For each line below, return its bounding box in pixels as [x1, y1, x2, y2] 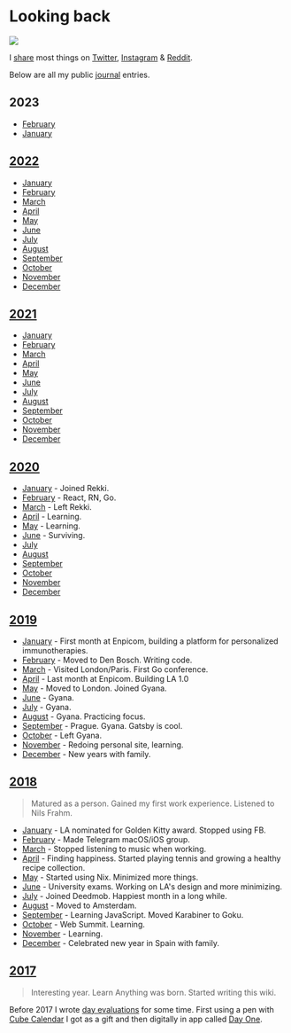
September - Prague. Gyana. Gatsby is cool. [21, 721, 183, 731]
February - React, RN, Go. [21, 492, 117, 503]
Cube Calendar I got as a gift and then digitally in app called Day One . [9, 1013, 263, 1024]
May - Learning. [21, 520, 81, 531]
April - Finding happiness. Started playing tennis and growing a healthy [21, 853, 281, 864]
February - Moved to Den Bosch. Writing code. [21, 654, 193, 665]
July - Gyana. [21, 702, 72, 712]
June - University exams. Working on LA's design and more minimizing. [21, 880, 283, 892]
